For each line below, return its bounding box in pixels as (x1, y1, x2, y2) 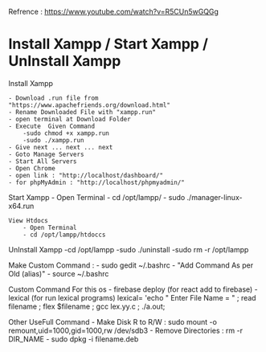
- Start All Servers (8, 157, 78, 166)
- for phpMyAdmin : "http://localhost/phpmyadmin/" (8, 178, 185, 186)
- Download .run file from (8, 94, 99, 102)
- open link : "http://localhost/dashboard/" (8, 171, 163, 179)
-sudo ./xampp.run (23, 136, 84, 144)
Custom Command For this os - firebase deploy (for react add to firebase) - (8, 284, 259, 294)
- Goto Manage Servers (8, 150, 84, 158)
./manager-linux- (186, 192, 243, 202)
